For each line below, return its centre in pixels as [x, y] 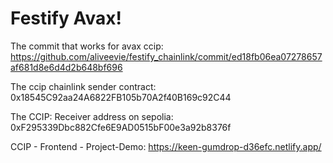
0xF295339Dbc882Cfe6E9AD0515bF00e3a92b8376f [121, 127]
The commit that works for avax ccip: [87, 46]
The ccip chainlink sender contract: [83, 86]
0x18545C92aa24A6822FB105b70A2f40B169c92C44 [121, 97]
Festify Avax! [66, 18]
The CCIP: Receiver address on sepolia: [92, 116]
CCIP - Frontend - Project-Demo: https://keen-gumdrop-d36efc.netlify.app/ [166, 146]
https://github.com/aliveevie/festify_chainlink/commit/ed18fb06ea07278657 [166, 56]
